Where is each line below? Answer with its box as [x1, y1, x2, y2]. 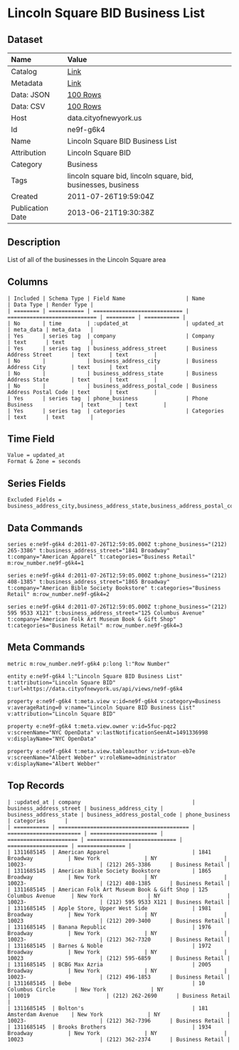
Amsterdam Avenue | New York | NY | [7, 1011, 231, 1018]
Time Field [7, 433, 55, 445]
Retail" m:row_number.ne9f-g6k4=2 [7, 591, 110, 598]
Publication [11, 203, 48, 213]
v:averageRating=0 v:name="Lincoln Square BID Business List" [7, 704, 196, 711]
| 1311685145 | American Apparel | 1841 [7, 848, 212, 856]
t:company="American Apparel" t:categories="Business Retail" [7, 553, 196, 561]
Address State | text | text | [7, 376, 158, 383]
